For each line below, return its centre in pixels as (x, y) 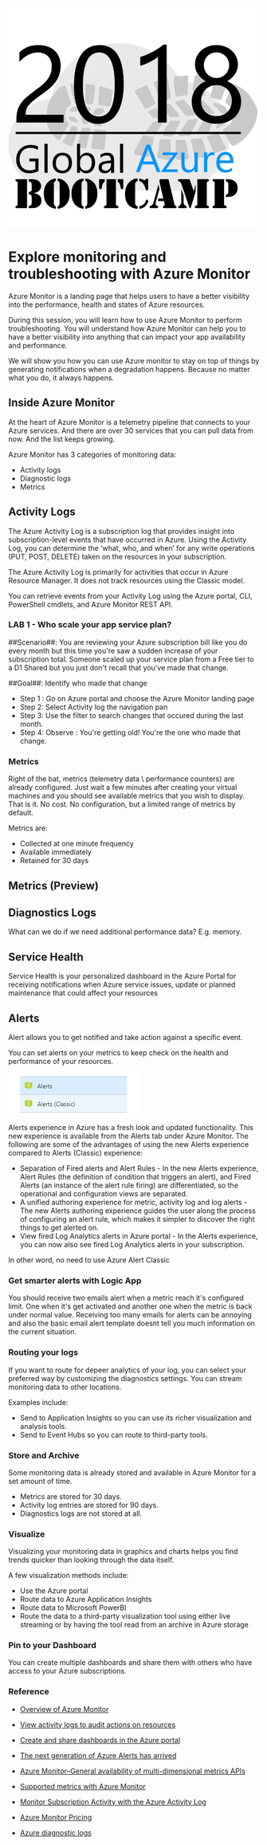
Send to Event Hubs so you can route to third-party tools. (114, 1435)
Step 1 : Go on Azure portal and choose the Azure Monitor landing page (137, 698)
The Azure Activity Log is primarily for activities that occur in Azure (118, 571)
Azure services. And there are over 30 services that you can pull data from (131, 430)
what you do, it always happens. (61, 378)
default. (21, 813)
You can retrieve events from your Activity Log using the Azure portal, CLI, (130, 595)
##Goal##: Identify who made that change (78, 683)
